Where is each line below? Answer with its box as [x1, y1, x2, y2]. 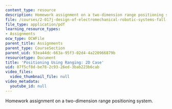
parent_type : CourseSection [5, 46, 66, 51]
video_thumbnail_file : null [10, 74, 70, 79]
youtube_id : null [10, 83, 47, 89]
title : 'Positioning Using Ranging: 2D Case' [5, 60, 104, 65]
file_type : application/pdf [5, 21, 66, 27]
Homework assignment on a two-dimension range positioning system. [5, 98, 154, 104]
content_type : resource [5, 7, 56, 13]
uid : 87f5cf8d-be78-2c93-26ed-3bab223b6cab [5, 64, 100, 70]
